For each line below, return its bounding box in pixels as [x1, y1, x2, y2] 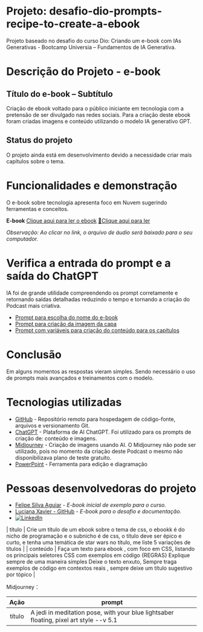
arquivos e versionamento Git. [14, 422, 90, 429]
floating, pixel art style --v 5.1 [30, 616, 118, 624]
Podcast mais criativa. [6, 302, 62, 309]
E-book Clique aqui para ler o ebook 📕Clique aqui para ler [6, 217, 150, 224]
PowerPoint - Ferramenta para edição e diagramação [14, 460, 148, 467]
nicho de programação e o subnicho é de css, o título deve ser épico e [6, 532, 182, 539]
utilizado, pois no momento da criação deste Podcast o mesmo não [14, 448, 183, 455]
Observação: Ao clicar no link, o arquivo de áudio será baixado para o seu [6, 229, 193, 236]
